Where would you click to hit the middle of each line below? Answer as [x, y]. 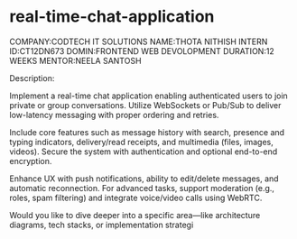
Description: [32, 78]
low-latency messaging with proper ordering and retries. [114, 115]
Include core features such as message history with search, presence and [147, 132]
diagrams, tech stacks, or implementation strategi [102, 225]
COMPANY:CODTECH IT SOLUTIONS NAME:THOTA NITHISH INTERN [139, 41]
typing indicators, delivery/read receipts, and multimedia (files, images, [141, 142]
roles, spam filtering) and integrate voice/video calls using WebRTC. [136, 198]
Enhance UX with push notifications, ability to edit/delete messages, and [144, 179]
